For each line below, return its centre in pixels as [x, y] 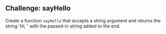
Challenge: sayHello [38, 8]
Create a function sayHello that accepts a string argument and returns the [83, 20]
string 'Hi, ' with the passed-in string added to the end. [63, 26]
